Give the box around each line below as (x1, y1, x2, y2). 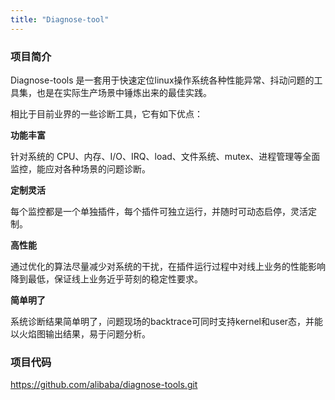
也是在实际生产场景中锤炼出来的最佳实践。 (36, 86, 212, 98)
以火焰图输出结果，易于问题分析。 (10, 327, 151, 340)
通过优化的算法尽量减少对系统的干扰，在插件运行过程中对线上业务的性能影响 (10, 260, 326, 272)
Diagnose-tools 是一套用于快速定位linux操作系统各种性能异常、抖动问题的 (10, 74, 315, 86)
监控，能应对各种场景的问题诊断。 (10, 162, 151, 175)
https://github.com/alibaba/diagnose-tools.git (10, 379, 198, 391)
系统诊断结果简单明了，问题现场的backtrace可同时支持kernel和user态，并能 (10, 315, 324, 327)
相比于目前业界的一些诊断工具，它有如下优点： (10, 107, 203, 120)
